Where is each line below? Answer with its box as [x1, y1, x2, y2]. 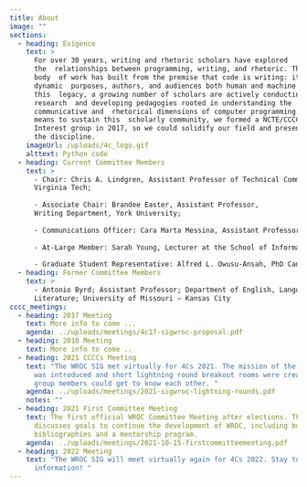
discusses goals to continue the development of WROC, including [33, 421, 288, 430]
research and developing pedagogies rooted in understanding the [33, 98, 292, 108]
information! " [33, 463, 92, 473]
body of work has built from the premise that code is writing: [33, 73, 288, 82]
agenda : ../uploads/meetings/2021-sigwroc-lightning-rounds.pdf [26, 387, 276, 397]
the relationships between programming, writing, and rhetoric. [33, 65, 288, 74]
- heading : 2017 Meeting [17, 311, 112, 320]
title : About [9, 13, 59, 23]
